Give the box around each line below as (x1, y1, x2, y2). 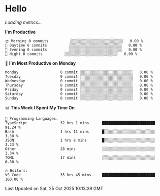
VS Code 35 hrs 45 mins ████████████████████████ (5, 172, 155, 177)
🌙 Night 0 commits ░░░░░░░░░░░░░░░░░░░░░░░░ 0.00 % (5, 51, 138, 56)
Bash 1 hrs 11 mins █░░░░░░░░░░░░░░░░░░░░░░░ (5, 129, 155, 134)
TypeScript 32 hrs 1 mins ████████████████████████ (5, 120, 155, 125)
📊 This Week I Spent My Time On (5, 104, 75, 110)
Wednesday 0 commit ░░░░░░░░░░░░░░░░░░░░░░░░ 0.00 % (5, 78, 153, 83)
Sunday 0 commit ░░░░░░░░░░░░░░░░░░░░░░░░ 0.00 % (5, 96, 153, 100)
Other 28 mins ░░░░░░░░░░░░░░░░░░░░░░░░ (5, 147, 155, 151)
